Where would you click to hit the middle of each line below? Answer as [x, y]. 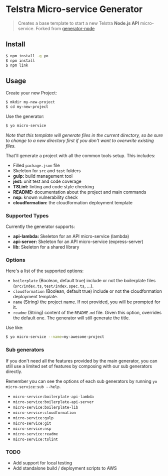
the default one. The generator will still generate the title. [71, 318]
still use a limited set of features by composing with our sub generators [79, 366]
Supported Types [27, 215]
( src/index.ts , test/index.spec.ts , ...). [53, 286]
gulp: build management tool [43, 176]
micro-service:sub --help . [33, 386]
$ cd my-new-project [27, 107]
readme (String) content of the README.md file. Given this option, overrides [87, 313]
